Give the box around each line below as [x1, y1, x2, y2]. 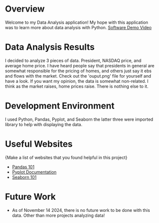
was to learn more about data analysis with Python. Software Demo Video [5, 24, 152, 30]
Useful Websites [5, 139, 73, 149]
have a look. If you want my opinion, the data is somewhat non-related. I [5, 78, 149, 84]
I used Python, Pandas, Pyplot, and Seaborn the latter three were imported [5, 116, 154, 122]
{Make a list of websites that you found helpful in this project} [5, 154, 128, 160]
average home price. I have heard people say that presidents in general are [5, 63, 155, 68]
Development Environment [5, 100, 115, 111]
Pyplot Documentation [12, 169, 57, 175]
